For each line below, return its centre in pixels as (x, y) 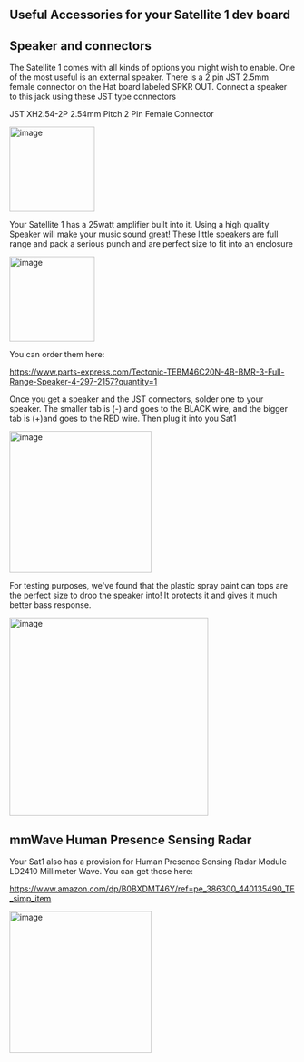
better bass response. (50, 605)
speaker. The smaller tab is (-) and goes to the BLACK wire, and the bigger (149, 409)
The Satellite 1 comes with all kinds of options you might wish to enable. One (152, 68)
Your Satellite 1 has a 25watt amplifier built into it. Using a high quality (139, 225)
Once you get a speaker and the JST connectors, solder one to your (137, 399)
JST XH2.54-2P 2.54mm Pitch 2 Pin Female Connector (112, 114)
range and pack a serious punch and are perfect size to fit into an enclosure (151, 244)
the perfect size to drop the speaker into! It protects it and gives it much (143, 595)
